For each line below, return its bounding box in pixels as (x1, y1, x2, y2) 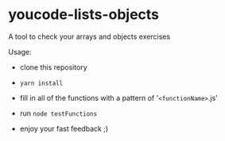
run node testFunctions (19, 109, 98, 118)
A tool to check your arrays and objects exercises (8, 32, 171, 41)
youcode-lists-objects (8, 6, 160, 24)
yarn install (19, 79, 64, 87)
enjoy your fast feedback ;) (19, 124, 109, 133)
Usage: (8, 47, 32, 56)
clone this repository (19, 62, 87, 72)
